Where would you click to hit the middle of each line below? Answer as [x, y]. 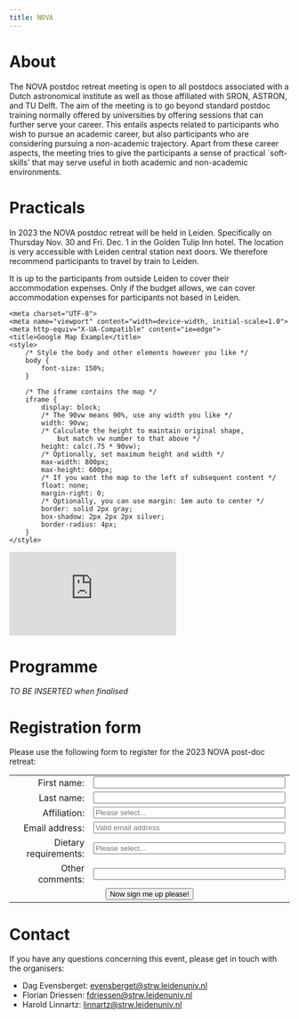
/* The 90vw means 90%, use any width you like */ [137, 415]
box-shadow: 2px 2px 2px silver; [103, 517]
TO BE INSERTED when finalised [69, 692]
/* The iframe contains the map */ [91, 392]
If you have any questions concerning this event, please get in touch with [143, 959]
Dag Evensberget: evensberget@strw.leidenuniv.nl [114, 986]
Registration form [76, 727]
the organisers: [37, 968]
